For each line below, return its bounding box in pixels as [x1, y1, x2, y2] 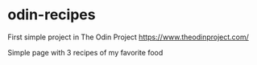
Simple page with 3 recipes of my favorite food [7, 47, 164, 57]
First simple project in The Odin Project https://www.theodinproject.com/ [7, 32, 249, 42]
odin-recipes [7, 6, 96, 24]
